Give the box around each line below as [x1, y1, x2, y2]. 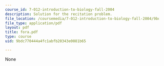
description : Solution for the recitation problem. [5, 12, 112, 16]
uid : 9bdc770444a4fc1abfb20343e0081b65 [5, 39, 86, 44]
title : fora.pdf [5, 30, 38, 34]
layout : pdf [5, 25, 29, 30]
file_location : [5, 16, 36, 21]
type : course [5, 34, 32, 39]
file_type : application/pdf [5, 20, 62, 26]
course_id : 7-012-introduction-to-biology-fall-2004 [5, 7, 115, 12]
